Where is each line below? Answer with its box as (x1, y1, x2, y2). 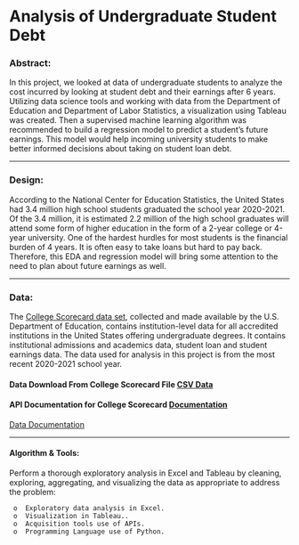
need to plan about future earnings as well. (9, 260, 166, 271)
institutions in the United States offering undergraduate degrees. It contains (9, 330, 287, 341)
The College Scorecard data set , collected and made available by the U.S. (9, 312, 279, 322)
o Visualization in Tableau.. (12, 512, 129, 521)
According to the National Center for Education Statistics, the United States (9, 194, 285, 205)
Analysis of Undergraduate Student (9, 6, 278, 27)
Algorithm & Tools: (9, 448, 80, 459)
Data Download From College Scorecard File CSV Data (9, 378, 214, 389)
